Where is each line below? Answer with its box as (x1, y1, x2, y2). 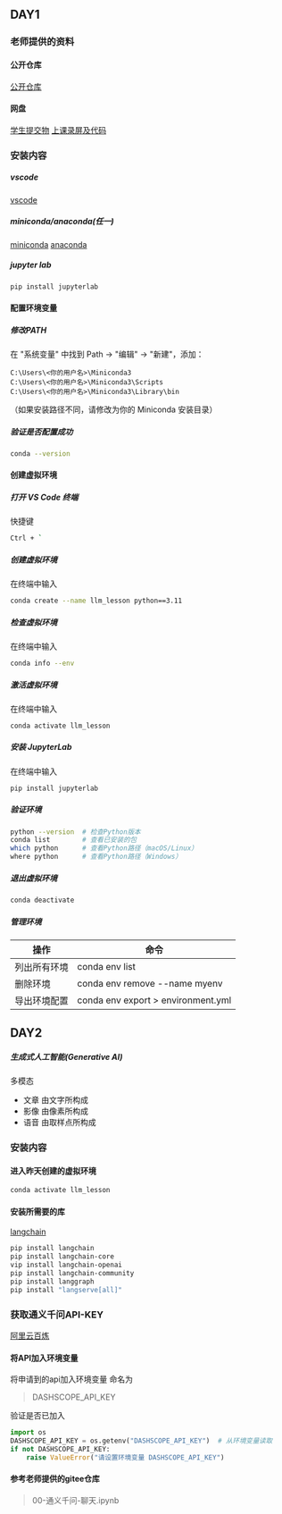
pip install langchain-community (10, 1269, 135, 1278)
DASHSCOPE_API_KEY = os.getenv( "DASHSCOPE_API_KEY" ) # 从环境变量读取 (10, 1436, 273, 1446)
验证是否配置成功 (10, 426, 73, 437)
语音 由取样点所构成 (22, 1117, 96, 1128)
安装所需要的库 (10, 1206, 65, 1216)
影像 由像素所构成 (22, 1106, 88, 1116)
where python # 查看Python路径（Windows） (10, 853, 182, 862)
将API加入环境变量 (10, 1352, 79, 1363)
